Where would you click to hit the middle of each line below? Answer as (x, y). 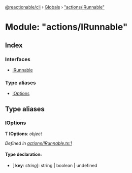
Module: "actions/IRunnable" (66, 27)
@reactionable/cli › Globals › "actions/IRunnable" (55, 7)
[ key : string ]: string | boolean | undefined (55, 166)
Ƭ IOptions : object (24, 134)
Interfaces (18, 59)
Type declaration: (24, 154)
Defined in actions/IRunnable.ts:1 (39, 143)
